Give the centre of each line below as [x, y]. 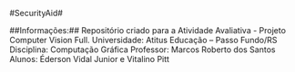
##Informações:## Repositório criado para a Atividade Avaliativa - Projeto [148, 30]
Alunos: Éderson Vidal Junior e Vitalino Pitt [90, 59]
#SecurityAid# [36, 13]
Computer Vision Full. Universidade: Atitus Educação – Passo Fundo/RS [143, 40]
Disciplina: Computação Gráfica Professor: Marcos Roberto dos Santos [142, 49]
